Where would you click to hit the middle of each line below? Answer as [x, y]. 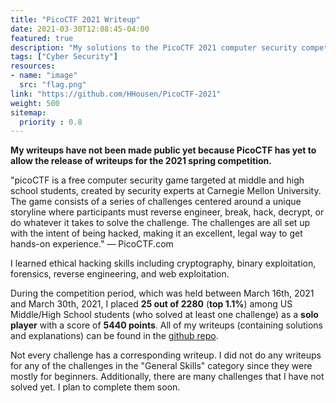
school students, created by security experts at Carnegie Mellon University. [166, 191]
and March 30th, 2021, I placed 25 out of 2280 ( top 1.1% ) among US [151, 304]
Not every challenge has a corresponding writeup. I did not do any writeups [166, 355]
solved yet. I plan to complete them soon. [95, 387]
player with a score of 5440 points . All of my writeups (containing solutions [166, 325]
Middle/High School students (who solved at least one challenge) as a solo [164, 315]
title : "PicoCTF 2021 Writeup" [75, 19]
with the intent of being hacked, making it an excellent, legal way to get [156, 233]
